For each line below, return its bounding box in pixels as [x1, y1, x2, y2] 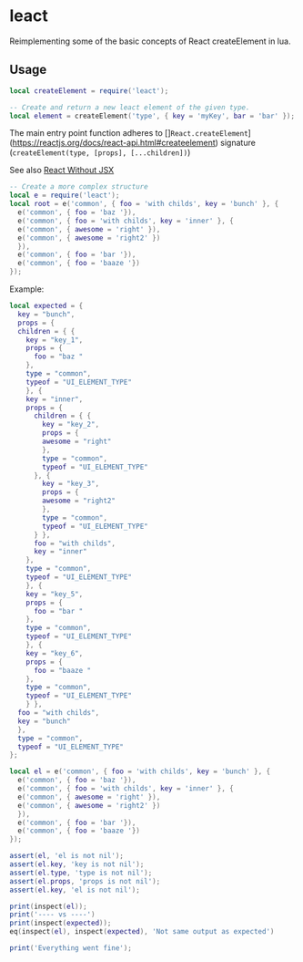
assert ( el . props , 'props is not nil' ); [9, 876, 161, 885]
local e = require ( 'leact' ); [9, 191, 120, 201]
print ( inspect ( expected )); [9, 918, 112, 928]
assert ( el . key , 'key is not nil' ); [9, 860, 145, 869]
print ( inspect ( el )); [9, 902, 88, 911]
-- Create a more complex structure [9, 182, 148, 191]
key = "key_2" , [42, 420, 100, 429]
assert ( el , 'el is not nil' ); [9, 852, 125, 861]
